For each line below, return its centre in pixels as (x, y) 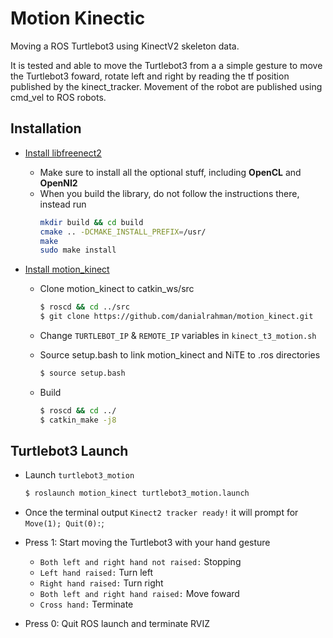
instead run (63, 204)
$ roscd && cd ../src (84, 307)
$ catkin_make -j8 (78, 420)
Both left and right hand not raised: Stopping (140, 562)
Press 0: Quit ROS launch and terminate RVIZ (117, 624)
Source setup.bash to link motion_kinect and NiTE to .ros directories (180, 355)
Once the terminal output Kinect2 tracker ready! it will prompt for (161, 513)
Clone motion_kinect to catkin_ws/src (117, 289)
